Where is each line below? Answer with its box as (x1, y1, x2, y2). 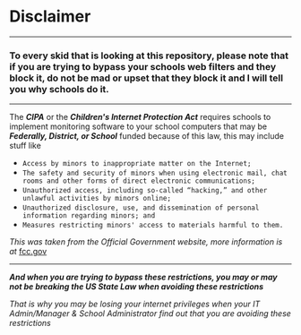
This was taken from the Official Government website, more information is (9, 236, 283, 247)
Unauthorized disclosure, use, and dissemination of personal (21, 203, 260, 212)
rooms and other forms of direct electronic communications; (21, 176, 256, 185)
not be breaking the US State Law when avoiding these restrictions (9, 281, 264, 292)
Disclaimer (9, 6, 91, 27)
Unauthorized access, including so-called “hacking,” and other (21, 186, 268, 195)
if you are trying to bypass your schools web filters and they (9, 60, 277, 73)
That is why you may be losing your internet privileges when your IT (9, 298, 261, 310)
